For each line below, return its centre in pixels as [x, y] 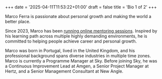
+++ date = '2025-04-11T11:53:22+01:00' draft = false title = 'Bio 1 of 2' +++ [81, 7]
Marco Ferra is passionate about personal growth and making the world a [78, 16]
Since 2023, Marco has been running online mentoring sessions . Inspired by [81, 31]
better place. [18, 22]
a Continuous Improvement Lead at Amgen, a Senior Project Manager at [77, 66]
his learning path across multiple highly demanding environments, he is [76, 36]
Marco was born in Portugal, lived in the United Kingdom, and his [70, 51]
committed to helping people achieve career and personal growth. [71, 41]
